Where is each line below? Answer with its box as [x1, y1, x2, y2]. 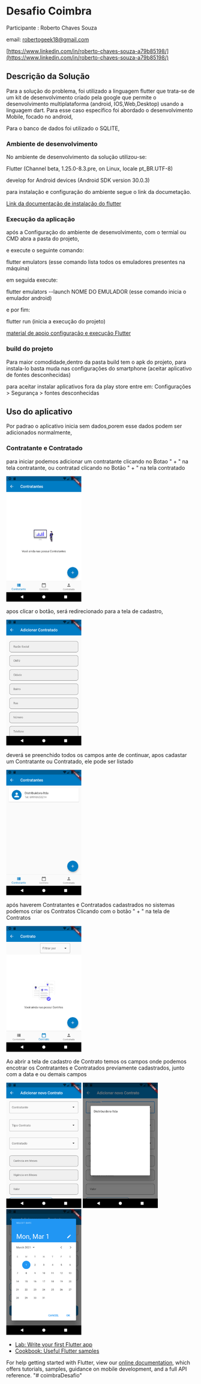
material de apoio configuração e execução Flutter [6, 329, 131, 337]
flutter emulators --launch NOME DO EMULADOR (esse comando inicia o [6, 288, 187, 296]
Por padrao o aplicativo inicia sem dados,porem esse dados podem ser [6, 423, 182, 430]
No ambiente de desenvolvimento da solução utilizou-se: [6, 154, 147, 161]
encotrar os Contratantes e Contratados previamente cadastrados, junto [6, 1064, 185, 1071]
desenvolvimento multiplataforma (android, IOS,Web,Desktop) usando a [6, 100, 184, 107]
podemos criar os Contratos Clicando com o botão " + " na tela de [6, 908, 170, 915]
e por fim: [6, 306, 31, 314]
